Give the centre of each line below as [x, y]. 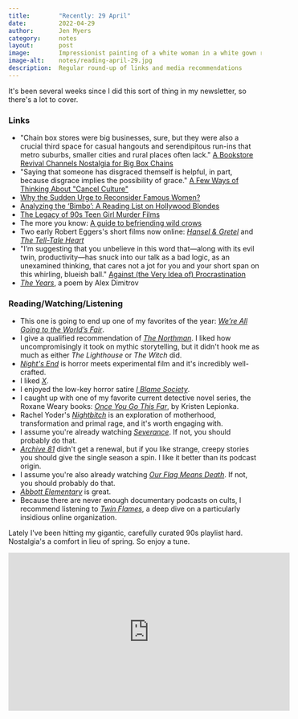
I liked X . [34, 381]
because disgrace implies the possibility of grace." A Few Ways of [129, 181]
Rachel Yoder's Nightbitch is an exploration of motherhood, [118, 415]
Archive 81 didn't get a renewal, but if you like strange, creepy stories [135, 449]
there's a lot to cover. [43, 99]
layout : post [41, 46]
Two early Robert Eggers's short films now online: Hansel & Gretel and [137, 232]
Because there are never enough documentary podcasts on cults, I [131, 500]
